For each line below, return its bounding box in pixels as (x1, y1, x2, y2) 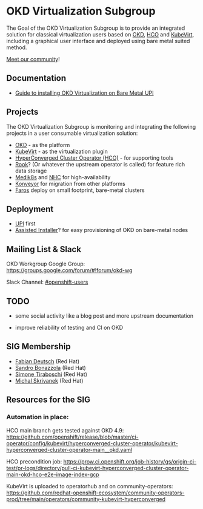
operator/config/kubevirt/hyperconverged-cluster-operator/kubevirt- (6, 439, 179, 447)
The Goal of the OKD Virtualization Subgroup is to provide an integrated (6, 24, 185, 32)
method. (6, 44, 27, 51)
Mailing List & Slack (6, 244, 82, 254)
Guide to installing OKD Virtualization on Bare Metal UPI (15, 89, 154, 97)
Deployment (6, 203, 54, 214)
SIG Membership (6, 341, 71, 352)
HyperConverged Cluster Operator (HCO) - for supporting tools (15, 154, 174, 162)
